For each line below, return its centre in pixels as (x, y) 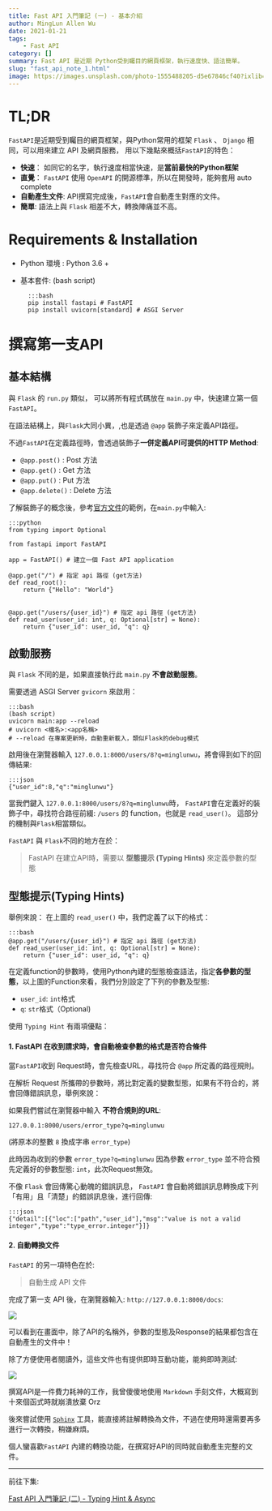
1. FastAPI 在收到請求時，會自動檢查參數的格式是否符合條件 (108, 1046)
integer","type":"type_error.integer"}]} (79, 1226)
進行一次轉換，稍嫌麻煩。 (51, 1429)
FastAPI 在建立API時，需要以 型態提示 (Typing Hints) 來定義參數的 (139, 858)
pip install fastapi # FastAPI (81, 303)
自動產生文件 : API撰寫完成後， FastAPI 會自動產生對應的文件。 (122, 196)
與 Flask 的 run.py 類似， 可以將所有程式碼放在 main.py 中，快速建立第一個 (133, 397)
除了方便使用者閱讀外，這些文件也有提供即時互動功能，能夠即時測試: (123, 1359)
